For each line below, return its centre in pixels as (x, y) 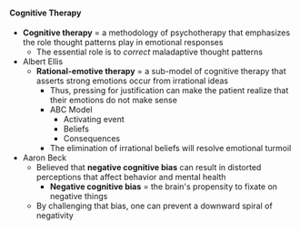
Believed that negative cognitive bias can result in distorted (149, 168)
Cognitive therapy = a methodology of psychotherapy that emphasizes (156, 33)
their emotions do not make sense (113, 101)
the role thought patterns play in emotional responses (123, 43)
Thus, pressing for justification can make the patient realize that (169, 91)
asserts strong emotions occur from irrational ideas (132, 81)
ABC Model (71, 110)
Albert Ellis (43, 62)
